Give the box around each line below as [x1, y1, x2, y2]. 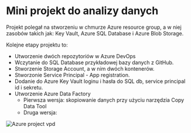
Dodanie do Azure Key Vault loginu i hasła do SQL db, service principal [14, 78, 186, 85]
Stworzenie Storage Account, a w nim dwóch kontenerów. [14, 65, 155, 72]
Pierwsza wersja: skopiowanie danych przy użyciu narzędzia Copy [23, 96, 185, 104]
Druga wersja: [23, 109, 57, 116]
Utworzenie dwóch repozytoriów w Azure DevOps [14, 52, 136, 59]
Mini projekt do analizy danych [6, 4, 159, 18]
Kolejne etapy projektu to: [6, 41, 69, 48]
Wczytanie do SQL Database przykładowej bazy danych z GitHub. [14, 59, 174, 66]
